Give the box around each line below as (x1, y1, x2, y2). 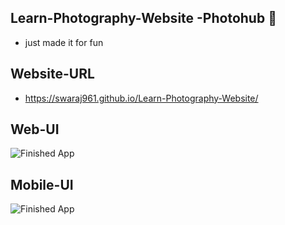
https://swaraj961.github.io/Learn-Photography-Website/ (24, 92, 259, 104)
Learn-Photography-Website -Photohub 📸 (10, 10, 277, 27)
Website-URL (10, 66, 95, 83)
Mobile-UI (10, 176, 74, 193)
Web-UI (10, 121, 60, 138)
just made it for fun (24, 36, 104, 48)
